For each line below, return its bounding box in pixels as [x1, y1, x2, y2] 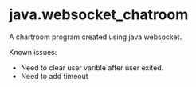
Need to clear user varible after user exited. [20, 62, 164, 73]
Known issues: [9, 47, 57, 57]
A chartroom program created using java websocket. [9, 32, 182, 42]
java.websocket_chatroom [9, 6, 189, 24]
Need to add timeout [20, 71, 88, 81]
